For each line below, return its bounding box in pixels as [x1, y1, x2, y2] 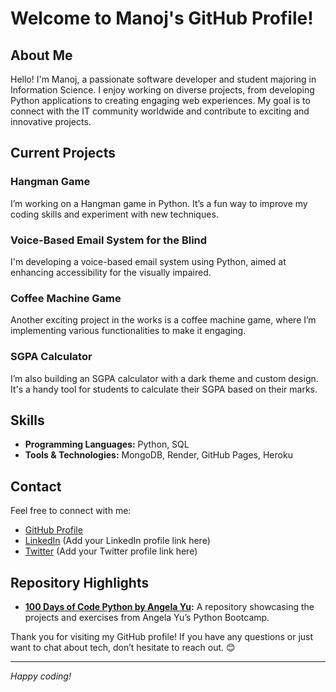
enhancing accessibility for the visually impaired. [10, 266, 212, 278]
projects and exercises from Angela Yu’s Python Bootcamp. [24, 612, 270, 624]
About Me [10, 47, 73, 64]
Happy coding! [10, 670, 72, 682]
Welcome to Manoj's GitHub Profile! [10, 7, 314, 30]
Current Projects [10, 145, 116, 162]
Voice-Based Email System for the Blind [10, 233, 208, 247]
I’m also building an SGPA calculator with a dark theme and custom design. [10, 372, 319, 384]
